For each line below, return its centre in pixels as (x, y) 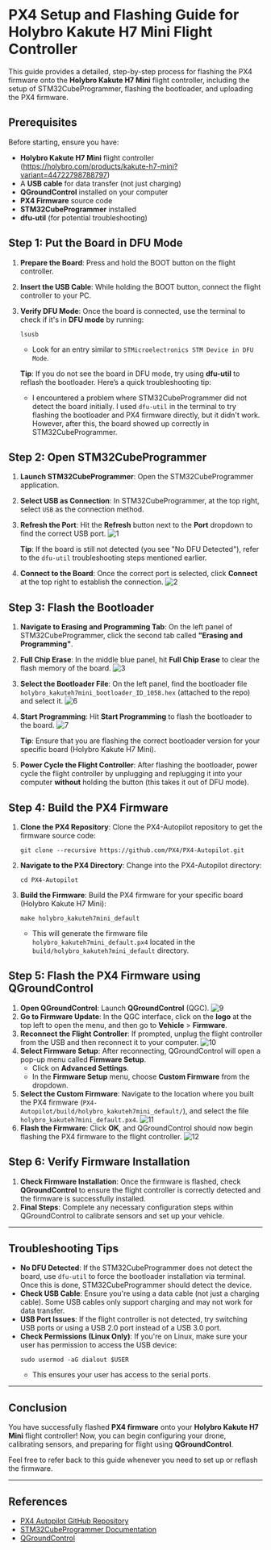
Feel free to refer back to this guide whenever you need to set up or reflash (133, 1460)
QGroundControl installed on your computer (94, 192)
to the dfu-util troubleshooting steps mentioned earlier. (113, 558)
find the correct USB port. (63, 533)
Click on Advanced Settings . (80, 1067)
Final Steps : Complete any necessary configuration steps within (127, 1207)
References (38, 1501)
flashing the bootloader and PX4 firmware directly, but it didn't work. (146, 415)
